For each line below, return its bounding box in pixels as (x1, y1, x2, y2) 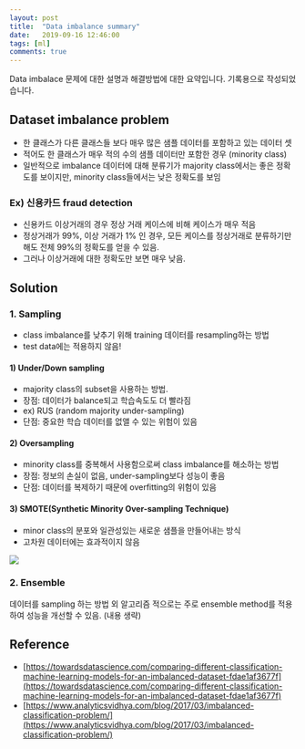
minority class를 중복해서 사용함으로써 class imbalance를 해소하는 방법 (22, 459, 280, 470)
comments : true (9, 47, 67, 57)
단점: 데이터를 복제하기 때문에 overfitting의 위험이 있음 (22, 482, 217, 493)
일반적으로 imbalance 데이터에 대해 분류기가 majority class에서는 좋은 (22, 160, 275, 171)
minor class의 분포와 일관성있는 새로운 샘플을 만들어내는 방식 (22, 525, 241, 536)
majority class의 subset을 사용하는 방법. (22, 384, 168, 395)
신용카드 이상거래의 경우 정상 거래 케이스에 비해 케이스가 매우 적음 (22, 219, 257, 230)
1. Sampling (9, 307, 62, 320)
